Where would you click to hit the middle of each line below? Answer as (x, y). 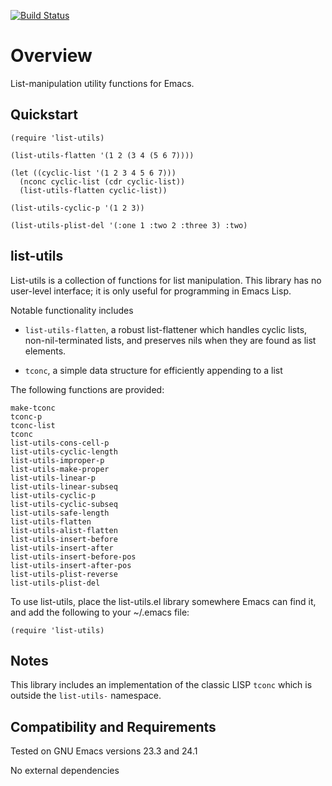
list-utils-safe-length (60, 513)
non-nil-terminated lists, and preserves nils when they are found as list (170, 340)
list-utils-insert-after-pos (71, 565)
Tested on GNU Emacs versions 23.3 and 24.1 (104, 751)
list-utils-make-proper (60, 469)
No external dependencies (65, 771)
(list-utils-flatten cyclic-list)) (93, 190)
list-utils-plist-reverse (64, 574)
